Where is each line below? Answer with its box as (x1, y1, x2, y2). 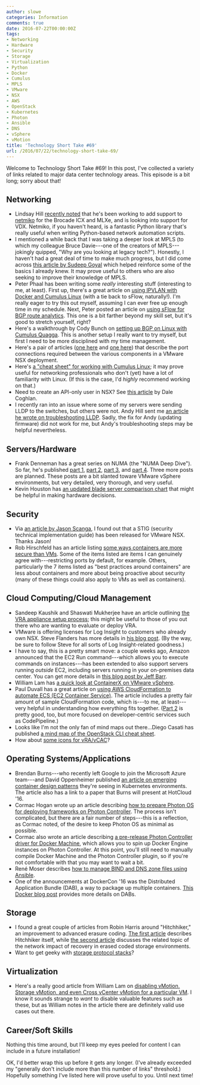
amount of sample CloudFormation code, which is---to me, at (14, 698, 166, 705)
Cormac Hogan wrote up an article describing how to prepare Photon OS (14, 801, 194, 808)
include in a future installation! (6, 1047, 81, 1054)
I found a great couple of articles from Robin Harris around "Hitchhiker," (14, 923, 191, 931)
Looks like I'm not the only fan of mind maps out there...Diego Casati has (14, 723, 194, 731)
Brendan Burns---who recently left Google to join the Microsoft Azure (14, 769, 186, 777)
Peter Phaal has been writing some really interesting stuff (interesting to (14, 280, 192, 287)
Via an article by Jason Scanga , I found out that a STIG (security (14, 525, 173, 532)
